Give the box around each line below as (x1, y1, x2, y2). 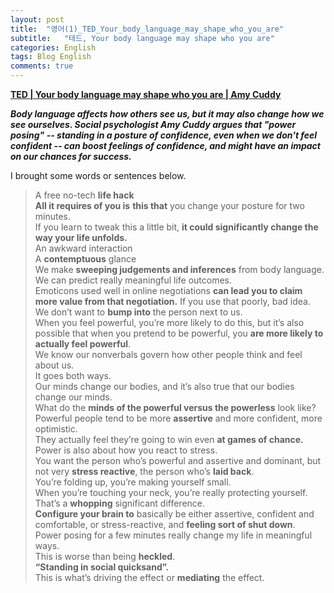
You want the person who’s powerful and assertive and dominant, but (34, 455, 322, 466)
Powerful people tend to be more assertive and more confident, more (34, 412, 323, 424)
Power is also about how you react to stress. (34, 444, 218, 456)
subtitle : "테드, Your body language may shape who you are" (10, 33, 275, 43)
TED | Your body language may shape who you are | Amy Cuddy (10, 89, 282, 100)
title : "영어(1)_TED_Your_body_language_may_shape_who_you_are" (10, 24, 285, 34)
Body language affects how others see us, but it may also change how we (10, 108, 325, 120)
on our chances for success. (10, 151, 132, 162)
